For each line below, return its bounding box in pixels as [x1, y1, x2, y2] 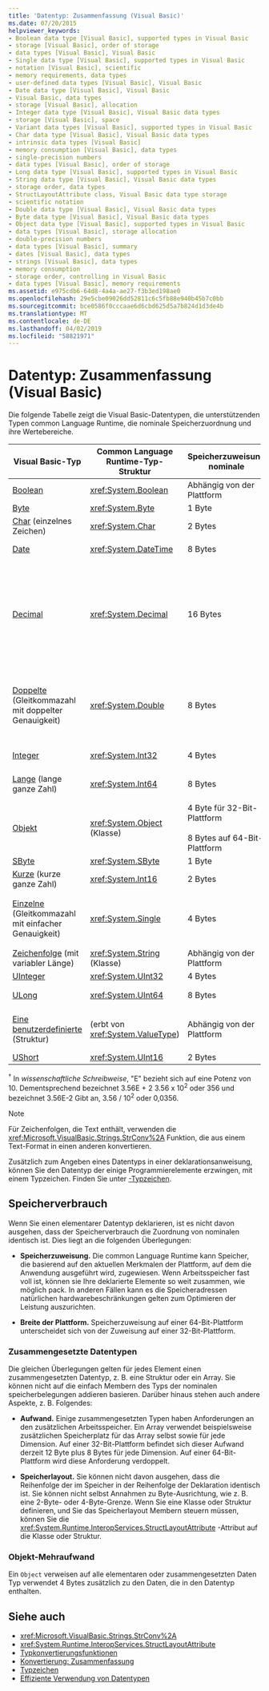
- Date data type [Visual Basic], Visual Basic [8, 86, 171, 95]
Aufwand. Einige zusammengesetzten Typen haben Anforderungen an [19, 1413, 255, 1423]
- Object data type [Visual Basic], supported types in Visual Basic [8, 220, 246, 228]
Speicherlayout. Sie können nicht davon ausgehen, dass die [19, 1472, 220, 1481]
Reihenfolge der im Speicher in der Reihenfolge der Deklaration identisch [19, 1480, 261, 1490]
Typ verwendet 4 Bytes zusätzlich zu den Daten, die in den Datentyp [8, 1578, 235, 1588]
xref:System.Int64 [90, 779, 158, 790]
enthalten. [8, 1587, 42, 1596]
